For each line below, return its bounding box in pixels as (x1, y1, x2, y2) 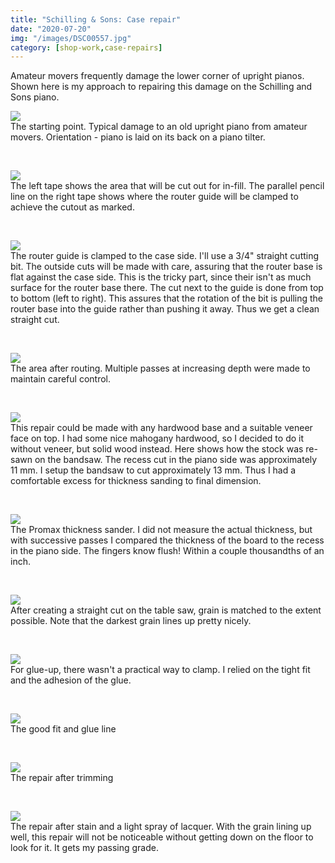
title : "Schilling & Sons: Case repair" (10, 14, 182, 25)
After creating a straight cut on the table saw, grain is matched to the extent (10, 604, 322, 616)
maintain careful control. (10, 373, 111, 385)
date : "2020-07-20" (10, 24, 92, 34)
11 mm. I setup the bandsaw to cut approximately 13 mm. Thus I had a (10, 464, 297, 476)
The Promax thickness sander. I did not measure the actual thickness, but (10, 524, 313, 536)
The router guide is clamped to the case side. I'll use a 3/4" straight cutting (10, 250, 320, 262)
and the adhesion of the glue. (10, 674, 132, 686)
